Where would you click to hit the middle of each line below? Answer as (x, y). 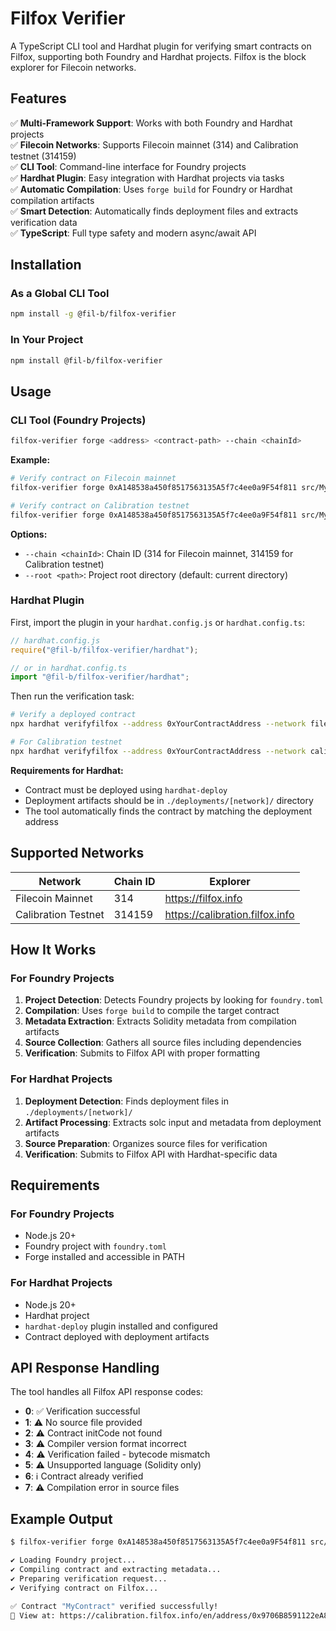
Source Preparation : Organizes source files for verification (146, 1143)
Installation (46, 265)
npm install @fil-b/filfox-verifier (86, 360)
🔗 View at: (33, 1615)
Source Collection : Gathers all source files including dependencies (163, 1043)
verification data (44, 222)
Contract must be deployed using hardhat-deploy (126, 789)
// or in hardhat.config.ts (69, 668)
